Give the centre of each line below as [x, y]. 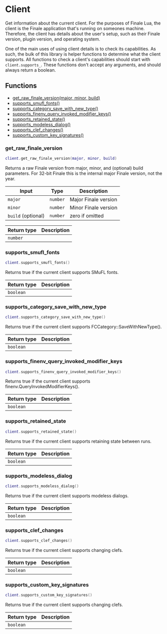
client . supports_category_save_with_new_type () [56, 317]
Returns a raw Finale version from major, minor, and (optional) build [74, 168]
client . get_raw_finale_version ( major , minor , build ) [61, 159]
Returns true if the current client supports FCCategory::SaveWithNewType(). [83, 327]
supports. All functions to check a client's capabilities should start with [78, 59]
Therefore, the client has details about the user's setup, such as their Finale [83, 34]
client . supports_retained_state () [41, 432]
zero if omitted [86, 215]
